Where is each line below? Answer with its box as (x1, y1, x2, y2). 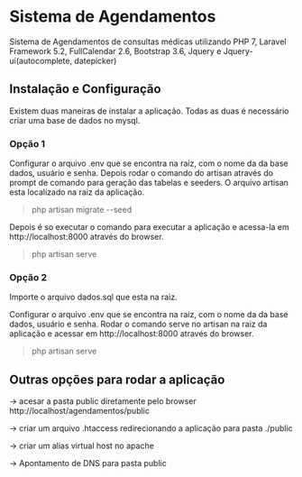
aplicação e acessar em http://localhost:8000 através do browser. (9, 328, 254, 339)
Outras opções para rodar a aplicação (9, 372, 225, 387)
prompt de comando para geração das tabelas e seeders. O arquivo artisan (9, 178, 288, 188)
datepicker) (74, 55, 117, 66)
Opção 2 (9, 271, 48, 283)
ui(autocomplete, (9, 55, 73, 66)
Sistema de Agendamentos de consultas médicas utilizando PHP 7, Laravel (9, 36, 287, 47)
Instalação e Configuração (9, 81, 161, 96)
